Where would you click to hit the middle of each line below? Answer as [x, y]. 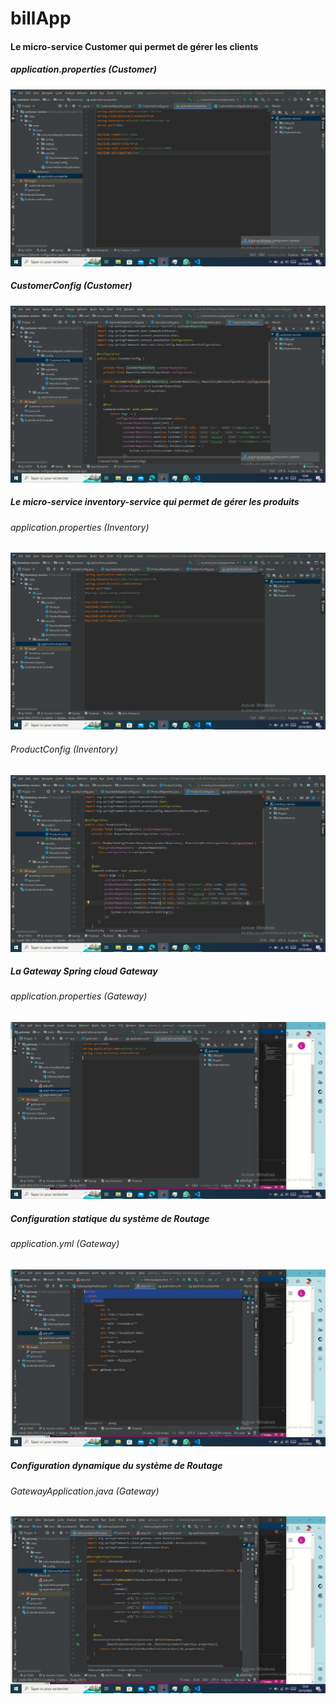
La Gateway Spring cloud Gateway [84, 971]
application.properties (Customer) [84, 69]
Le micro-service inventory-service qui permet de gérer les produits [155, 502]
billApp [41, 18]
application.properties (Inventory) [80, 527]
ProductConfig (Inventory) [64, 749]
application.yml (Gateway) [65, 1244]
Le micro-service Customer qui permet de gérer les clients [134, 46]
